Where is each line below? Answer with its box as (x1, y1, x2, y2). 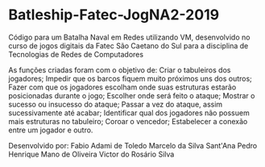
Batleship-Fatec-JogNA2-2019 (8, 6, 220, 24)
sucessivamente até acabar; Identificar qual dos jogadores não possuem (8, 107, 250, 118)
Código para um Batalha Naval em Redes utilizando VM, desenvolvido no (8, 32, 251, 42)
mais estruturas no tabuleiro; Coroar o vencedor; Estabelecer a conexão (8, 116, 248, 126)
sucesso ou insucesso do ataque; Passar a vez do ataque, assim (8, 99, 223, 109)
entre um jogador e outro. (8, 125, 93, 135)
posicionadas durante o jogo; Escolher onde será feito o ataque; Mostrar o (8, 90, 255, 100)
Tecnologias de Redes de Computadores (8, 49, 143, 59)
